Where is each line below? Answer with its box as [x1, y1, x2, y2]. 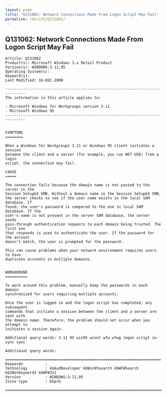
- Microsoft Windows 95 [5, 108, 55, 114]
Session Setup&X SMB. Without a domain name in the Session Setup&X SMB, [5, 192, 162, 197]
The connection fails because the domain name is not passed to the [5, 183, 150, 188]
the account [5, 235, 30, 240]
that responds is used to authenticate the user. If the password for [5, 230, 155, 236]
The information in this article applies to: [5, 95, 101, 100]
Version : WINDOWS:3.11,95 [5, 375, 83, 380]
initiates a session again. [5, 327, 64, 332]
